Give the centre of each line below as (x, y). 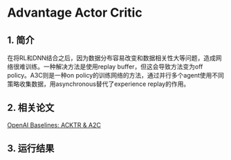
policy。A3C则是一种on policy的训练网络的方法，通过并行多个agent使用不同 (116, 75)
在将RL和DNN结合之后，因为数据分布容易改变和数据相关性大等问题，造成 (112, 58)
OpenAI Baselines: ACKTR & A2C (54, 125)
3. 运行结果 (31, 149)
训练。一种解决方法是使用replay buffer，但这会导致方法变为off (114, 66)
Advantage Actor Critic (75, 13)
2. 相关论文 (31, 108)
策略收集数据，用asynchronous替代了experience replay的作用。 (99, 84)
